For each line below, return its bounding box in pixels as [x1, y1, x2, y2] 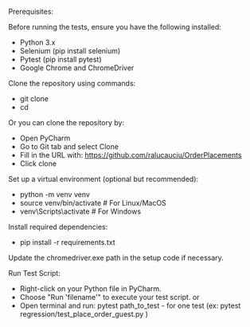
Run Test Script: [8, 269, 61, 278]
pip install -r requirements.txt [19, 238, 115, 246]
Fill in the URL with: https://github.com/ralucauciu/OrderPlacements [19, 151, 242, 160]
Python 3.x [19, 37, 56, 47]
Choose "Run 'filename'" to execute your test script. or [19, 293, 200, 301]
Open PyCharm [19, 133, 71, 143]
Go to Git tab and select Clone [19, 142, 119, 151]
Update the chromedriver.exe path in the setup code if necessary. [8, 253, 225, 262]
